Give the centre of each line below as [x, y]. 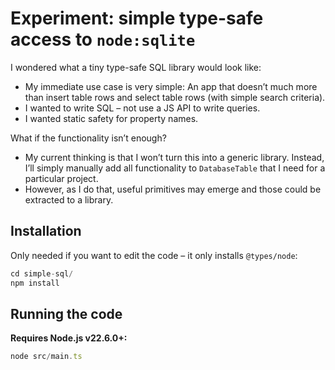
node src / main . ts [46, 357]
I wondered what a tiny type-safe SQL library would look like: [136, 67]
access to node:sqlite [103, 39]
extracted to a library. [69, 199]
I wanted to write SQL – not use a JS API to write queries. [142, 108]
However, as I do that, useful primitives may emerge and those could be [173, 189]
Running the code [66, 313]
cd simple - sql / [42, 273]
